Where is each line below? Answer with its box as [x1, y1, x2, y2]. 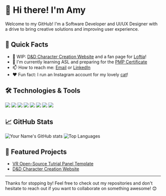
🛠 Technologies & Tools [5, 87, 81, 95]
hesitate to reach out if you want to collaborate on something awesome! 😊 [5, 186, 157, 192]
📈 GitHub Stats [5, 117, 53, 126]
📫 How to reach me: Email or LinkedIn [12, 64, 90, 70]
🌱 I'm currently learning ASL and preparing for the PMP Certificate [12, 59, 147, 65]
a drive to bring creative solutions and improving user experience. [5, 26, 139, 32]
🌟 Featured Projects [5, 147, 67, 156]
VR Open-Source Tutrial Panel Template [12, 161, 94, 167]
